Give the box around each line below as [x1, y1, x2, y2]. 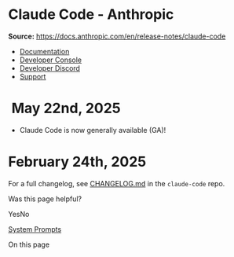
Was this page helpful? [8, 194, 82, 204]
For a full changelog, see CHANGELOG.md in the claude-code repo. [8, 178, 225, 188]
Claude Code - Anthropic [8, 6, 174, 24]
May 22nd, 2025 [11, 100, 122, 117]
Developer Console [19, 55, 82, 64]
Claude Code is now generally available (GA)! [19, 125, 166, 134]
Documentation [19, 46, 70, 56]
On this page [8, 240, 49, 249]
